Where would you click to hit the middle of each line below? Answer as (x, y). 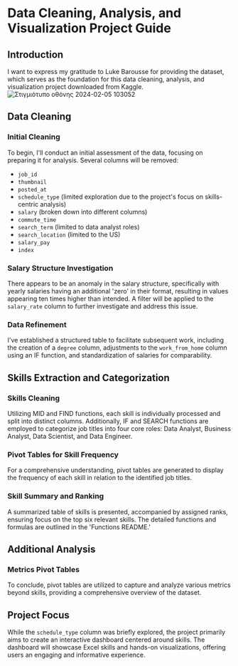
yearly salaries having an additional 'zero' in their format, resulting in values (118, 291)
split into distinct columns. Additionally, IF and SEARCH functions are (108, 421)
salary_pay (34, 243)
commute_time (37, 220)
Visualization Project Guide (90, 28)
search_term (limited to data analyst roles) (79, 227)
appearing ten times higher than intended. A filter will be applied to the (111, 298)
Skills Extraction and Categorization (89, 378)
